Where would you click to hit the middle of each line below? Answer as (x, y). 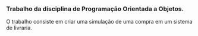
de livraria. (19, 28)
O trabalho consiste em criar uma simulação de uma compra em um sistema (99, 22)
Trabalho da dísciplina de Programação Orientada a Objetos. (95, 9)
